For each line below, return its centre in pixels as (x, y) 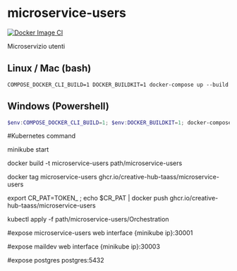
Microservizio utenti (36, 46)
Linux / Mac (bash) (49, 68)
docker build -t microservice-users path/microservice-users (95, 163)
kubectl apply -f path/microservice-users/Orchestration (88, 219)
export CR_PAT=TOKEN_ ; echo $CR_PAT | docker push (88, 198)
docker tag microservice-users (52, 177)
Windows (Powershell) (58, 106)
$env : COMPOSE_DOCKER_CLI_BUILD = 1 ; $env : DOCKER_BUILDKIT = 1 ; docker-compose (120, 122)
